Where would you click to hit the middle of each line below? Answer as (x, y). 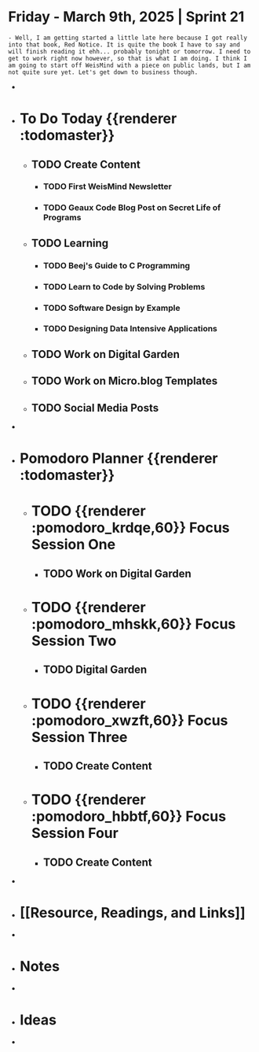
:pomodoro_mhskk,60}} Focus (133, 624)
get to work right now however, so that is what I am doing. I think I (128, 58)
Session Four (75, 833)
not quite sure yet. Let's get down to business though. (103, 72)
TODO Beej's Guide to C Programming (117, 265)
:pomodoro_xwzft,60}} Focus (129, 720)
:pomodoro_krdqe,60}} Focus (130, 528)
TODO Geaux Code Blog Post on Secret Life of (132, 208)
